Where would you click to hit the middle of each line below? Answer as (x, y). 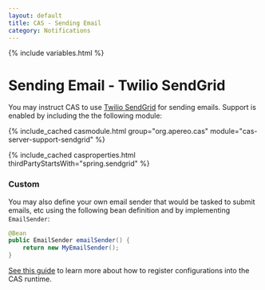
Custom (24, 184)
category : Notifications (49, 30)
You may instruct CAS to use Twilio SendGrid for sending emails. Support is (132, 108)
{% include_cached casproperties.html (72, 155)
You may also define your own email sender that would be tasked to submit (132, 202)
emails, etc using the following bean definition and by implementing (119, 210)
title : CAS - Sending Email (55, 23)
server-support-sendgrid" (51, 139)
